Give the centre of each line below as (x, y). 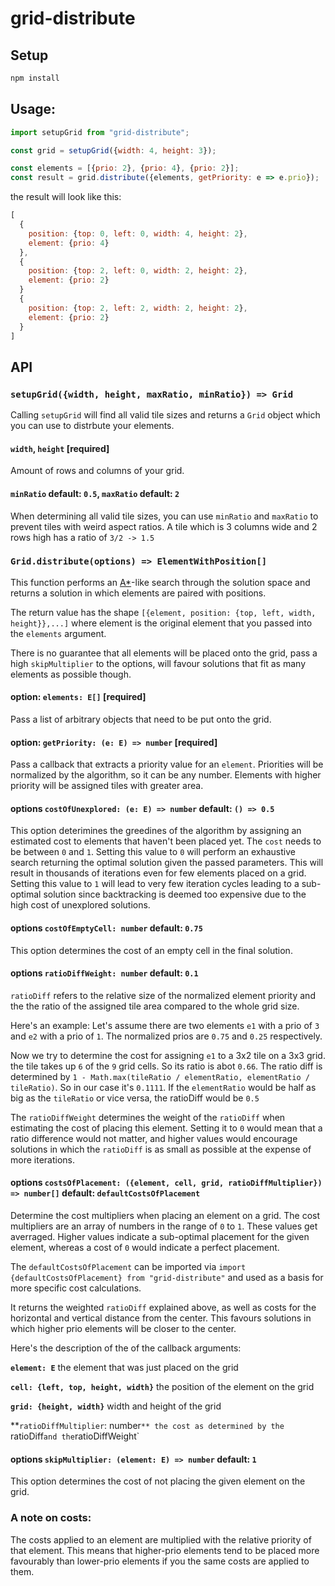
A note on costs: (51, 1518)
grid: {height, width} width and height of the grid (116, 1406)
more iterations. (42, 1159)
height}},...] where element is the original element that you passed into (161, 623)
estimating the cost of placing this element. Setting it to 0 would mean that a (166, 1128)
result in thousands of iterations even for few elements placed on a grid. (158, 873)
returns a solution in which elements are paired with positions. (138, 593)
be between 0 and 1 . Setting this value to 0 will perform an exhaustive (153, 852)
